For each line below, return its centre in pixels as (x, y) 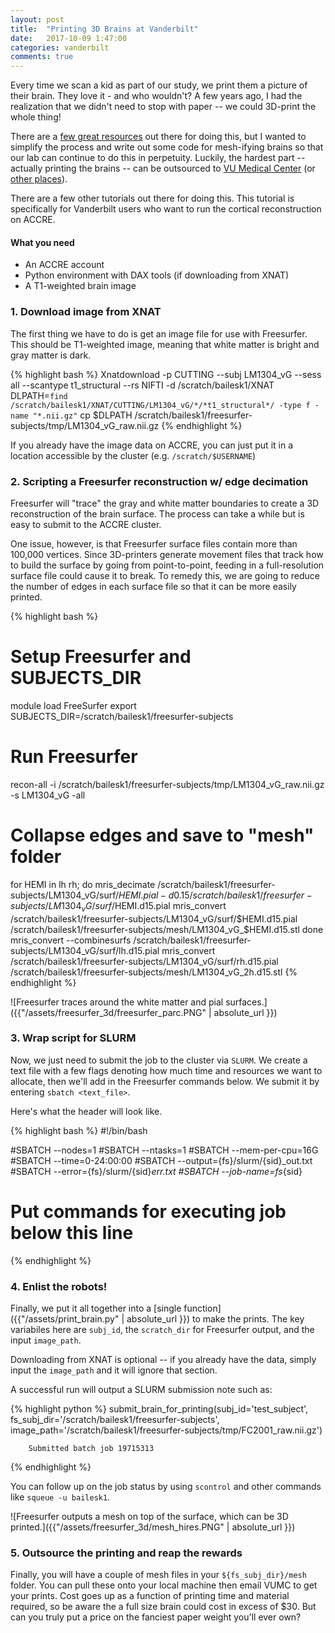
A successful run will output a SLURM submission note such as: (141, 1390)
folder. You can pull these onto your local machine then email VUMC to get (164, 1585)
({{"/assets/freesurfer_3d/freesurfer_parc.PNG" (108, 1012)
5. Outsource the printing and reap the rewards (126, 1553)
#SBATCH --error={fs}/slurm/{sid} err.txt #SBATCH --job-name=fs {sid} (156, 1171)
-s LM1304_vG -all (48, 795)
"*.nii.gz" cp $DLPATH (82, 415)
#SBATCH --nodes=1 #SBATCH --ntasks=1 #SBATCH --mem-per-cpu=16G (164, 1150)
